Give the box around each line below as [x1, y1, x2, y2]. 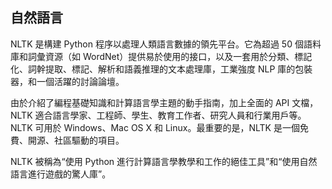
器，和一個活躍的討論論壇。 [10, 75, 125, 87]
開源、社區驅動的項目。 [27, 134, 125, 146]
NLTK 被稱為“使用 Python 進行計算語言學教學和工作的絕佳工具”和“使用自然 [10, 155, 318, 167]
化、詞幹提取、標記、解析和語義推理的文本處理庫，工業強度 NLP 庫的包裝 [10, 63, 313, 75]
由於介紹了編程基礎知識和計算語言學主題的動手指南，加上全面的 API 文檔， [10, 96, 319, 108]
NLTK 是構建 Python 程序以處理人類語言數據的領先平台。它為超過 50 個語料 [10, 38, 322, 50]
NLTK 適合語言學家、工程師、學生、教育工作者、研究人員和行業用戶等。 [10, 109, 307, 121]
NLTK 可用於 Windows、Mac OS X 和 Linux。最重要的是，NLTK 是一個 [10, 121, 300, 133]
